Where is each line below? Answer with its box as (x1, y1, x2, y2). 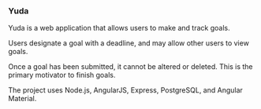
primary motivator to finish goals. (8, 71, 116, 80)
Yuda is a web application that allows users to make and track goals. (8, 24, 230, 33)
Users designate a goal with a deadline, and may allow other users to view (8, 38, 250, 48)
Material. (8, 94, 37, 104)
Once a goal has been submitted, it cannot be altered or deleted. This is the (8, 62, 253, 71)
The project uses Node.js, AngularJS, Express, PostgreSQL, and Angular (8, 85, 243, 95)
